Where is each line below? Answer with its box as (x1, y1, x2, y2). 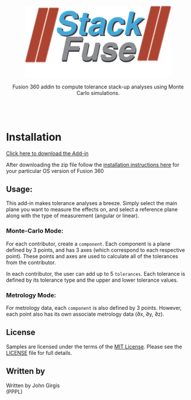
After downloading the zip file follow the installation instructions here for (6, 161, 180, 168)
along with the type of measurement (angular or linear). (6, 212, 140, 219)
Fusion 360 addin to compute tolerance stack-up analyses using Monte (12, 83, 184, 90)
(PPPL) (6, 388, 23, 395)
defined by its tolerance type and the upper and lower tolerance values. (6, 276, 178, 283)
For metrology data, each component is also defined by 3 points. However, (6, 305, 182, 312)
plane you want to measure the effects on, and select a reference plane (6, 206, 178, 213)
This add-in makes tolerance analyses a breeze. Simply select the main (6, 200, 178, 207)
